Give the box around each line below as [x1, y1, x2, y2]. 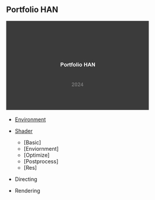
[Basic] [23, 139, 42, 146]
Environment [14, 116, 46, 123]
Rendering [14, 187, 40, 194]
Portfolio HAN [6, 5, 58, 15]
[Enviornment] [23, 145, 59, 152]
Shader [14, 127, 33, 134]
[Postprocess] [23, 157, 58, 165]
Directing [14, 175, 37, 183]
